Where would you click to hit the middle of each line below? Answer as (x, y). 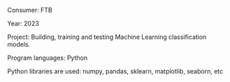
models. (19, 44)
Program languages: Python (48, 58)
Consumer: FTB (30, 10)
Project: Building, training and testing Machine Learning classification (107, 37)
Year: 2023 (23, 23)
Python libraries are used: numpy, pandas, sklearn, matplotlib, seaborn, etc (115, 71)
